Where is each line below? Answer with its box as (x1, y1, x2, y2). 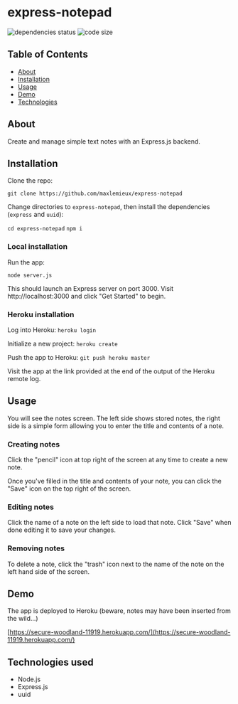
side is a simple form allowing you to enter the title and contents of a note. (7, 421, 225, 430)
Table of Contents (7, 48, 89, 60)
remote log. (7, 374, 41, 383)
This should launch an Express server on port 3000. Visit (7, 284, 174, 292)
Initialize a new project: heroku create (7, 339, 119, 348)
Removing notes (7, 543, 65, 553)
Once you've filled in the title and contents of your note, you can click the (7, 477, 222, 486)
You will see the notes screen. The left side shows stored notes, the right (7, 414, 220, 422)
